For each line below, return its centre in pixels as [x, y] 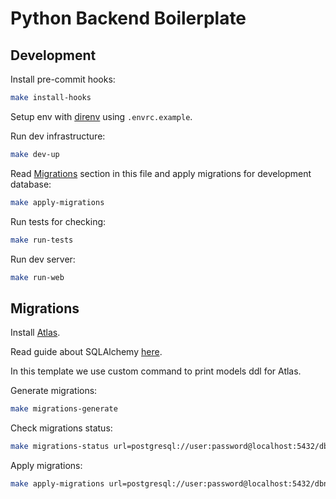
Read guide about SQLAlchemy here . [86, 352]
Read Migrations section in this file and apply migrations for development [161, 173]
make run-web [37, 277]
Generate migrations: [54, 391]
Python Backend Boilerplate [128, 18]
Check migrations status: [61, 428]
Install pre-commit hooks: [63, 79]
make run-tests [42, 240]
